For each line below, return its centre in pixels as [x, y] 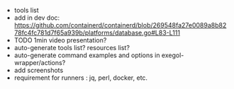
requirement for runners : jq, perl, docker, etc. [80, 78]
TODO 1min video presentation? [60, 40]
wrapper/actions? [40, 63]
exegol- [173, 55]
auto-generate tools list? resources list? [72, 48]
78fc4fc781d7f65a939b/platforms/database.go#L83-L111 [97, 32]
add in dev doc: [37, 18]
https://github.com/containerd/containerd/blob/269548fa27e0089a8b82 [120, 25]
